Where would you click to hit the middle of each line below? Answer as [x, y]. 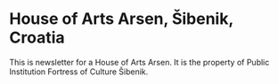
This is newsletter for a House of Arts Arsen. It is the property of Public [139, 62]
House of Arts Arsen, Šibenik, [121, 19]
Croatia [37, 38]
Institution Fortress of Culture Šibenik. [79, 72]
